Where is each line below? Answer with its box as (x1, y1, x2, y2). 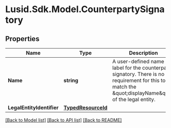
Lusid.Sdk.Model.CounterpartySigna (5, 4, 165, 15)
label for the (112, 64, 141, 71)
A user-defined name (112, 58, 164, 65)
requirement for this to (112, 77, 166, 84)
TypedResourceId (63, 104, 108, 111)
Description (129, 50, 158, 56)
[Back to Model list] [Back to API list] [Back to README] (5, 117, 122, 123)
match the (112, 83, 136, 90)
